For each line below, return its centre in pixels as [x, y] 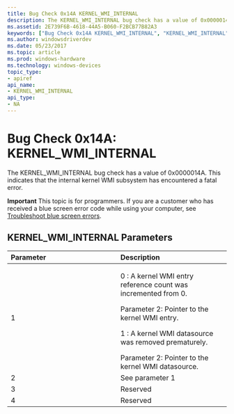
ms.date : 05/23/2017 [37, 46]
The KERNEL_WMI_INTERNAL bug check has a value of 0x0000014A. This [114, 173]
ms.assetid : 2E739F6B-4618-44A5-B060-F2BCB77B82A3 [82, 26]
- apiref [20, 78]
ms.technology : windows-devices [54, 65]
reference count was [154, 285]
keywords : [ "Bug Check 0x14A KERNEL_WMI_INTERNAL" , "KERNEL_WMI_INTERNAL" [118, 33]
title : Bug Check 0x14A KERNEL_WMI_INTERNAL [73, 14]
